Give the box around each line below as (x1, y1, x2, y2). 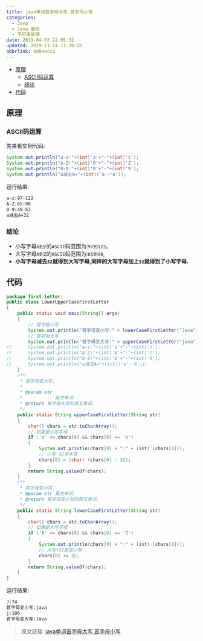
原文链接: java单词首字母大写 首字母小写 (21, 628, 121, 635)
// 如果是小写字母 (28, 428, 68, 435)
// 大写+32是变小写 (38, 546, 83, 553)
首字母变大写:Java (6, 616, 47, 622)
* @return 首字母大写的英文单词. (19, 400, 95, 407)
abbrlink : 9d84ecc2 (6, 48, 56, 55)
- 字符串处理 (11, 32, 40, 38)
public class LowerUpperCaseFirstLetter (6, 299, 110, 305)
